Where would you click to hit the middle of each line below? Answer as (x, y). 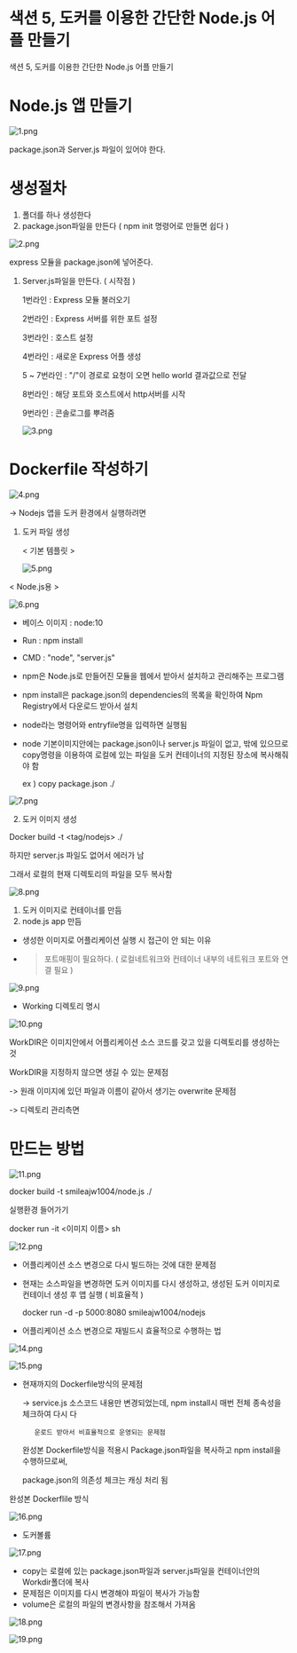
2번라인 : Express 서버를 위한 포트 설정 (90, 318)
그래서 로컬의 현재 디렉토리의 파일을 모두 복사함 (91, 874)
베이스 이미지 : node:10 (63, 622)
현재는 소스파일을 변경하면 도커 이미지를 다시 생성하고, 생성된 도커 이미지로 (151, 1283)
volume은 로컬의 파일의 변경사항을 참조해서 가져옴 (109, 1604)
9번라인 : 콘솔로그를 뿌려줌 (68, 413)
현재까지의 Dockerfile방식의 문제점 (82, 1384)
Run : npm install (52, 640)
